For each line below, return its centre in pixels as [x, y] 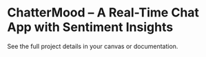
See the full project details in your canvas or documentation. [93, 46]
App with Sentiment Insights [90, 27]
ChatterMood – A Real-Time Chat [103, 13]
